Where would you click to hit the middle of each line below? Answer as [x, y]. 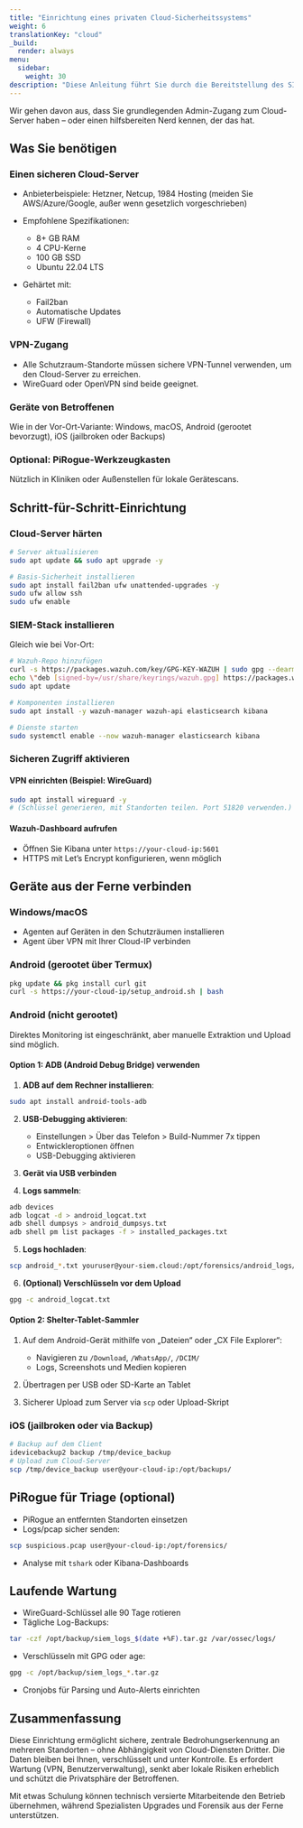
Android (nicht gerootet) [64, 1015]
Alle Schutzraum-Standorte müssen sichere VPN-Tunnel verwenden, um [157, 364]
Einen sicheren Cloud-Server [74, 174]
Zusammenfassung [65, 1718]
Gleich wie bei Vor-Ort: [52, 645]
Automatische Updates [78, 311]
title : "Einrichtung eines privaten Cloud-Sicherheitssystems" [131, 18]
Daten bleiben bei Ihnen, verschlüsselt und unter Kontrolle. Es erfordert [141, 1759]
